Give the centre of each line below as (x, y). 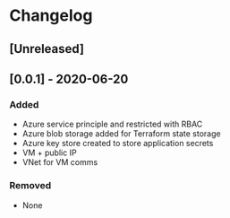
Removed (30, 186)
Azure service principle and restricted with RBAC (112, 124)
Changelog (51, 16)
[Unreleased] (47, 49)
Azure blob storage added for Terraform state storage (121, 134)
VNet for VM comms (60, 162)
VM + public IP (50, 153)
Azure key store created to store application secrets (118, 144)
